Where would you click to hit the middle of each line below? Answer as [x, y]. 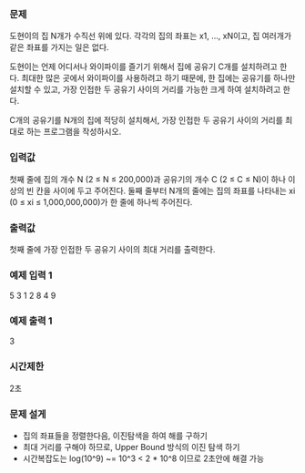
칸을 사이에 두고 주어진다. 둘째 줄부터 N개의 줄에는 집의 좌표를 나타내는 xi [166, 190]
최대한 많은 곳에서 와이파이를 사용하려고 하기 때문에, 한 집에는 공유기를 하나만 [158, 78]
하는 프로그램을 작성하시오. [74, 132]
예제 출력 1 [31, 321]
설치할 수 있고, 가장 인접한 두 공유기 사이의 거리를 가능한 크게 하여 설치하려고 [145, 89]
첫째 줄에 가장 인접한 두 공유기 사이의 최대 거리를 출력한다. [112, 249]
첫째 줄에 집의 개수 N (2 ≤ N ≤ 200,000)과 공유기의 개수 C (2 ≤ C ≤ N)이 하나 [148, 179]
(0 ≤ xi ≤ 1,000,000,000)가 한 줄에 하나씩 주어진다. [101, 201]
